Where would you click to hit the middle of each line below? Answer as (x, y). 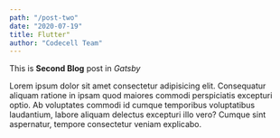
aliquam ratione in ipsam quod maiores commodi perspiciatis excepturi (141, 96)
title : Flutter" (40, 34)
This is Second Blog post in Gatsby (75, 69)
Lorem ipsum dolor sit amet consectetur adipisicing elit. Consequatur (138, 86)
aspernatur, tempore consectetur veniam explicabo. (106, 124)
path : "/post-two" (44, 18)
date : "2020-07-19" (46, 26)
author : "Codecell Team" (56, 43)
